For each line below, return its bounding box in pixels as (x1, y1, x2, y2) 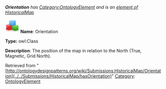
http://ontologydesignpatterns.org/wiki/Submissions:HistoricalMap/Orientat (6, 68, 162, 74)
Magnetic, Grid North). (5, 53, 51, 59)
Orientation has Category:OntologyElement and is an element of (5, 4, 138, 10)
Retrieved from (5, 63, 36, 68)
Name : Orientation (20, 29, 58, 34)
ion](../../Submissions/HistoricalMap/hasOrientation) (5, 73, 112, 79)
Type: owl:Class (5, 38, 38, 44)
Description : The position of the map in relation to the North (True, (5, 48, 142, 53)
